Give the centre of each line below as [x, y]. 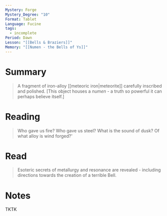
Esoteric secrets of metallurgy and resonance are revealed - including [89, 170]
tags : [11, 29]
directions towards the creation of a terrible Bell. [67, 175]
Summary [26, 72]
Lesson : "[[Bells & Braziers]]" [39, 43]
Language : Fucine [23, 24]
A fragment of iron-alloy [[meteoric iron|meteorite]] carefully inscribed [89, 86]
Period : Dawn [19, 38]
